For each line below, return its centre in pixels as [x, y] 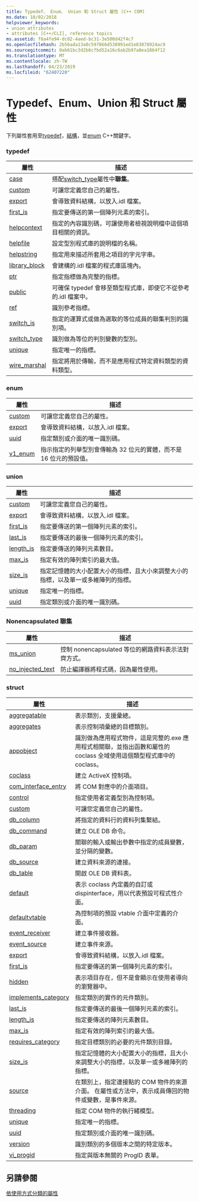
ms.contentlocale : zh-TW [37, 61]
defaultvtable [28, 917]
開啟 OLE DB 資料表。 [105, 873]
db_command [28, 831]
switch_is [22, 323]
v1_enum [22, 454]
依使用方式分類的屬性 [32, 1193]
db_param [23, 846]
